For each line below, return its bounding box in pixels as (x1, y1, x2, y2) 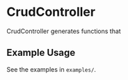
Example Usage (6, 47, 76, 59)
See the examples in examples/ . (6, 65, 97, 73)
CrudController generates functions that (6, 27, 121, 35)
